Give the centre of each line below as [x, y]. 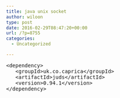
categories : [20, 38]
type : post [19, 22]
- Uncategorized [31, 44]
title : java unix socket [36, 11]
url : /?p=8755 [23, 33]
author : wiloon [25, 17]
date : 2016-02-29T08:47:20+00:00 [47, 28]
